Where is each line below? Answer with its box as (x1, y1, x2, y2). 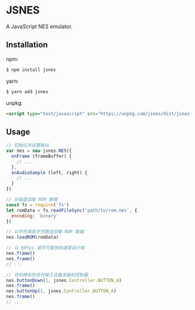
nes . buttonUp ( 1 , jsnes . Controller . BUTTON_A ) (6, 288, 117, 294)
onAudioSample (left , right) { (11, 169, 88, 176)
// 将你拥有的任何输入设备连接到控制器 (6, 272, 88, 278)
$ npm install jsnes (6, 67, 57, 73)
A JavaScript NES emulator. (6, 23, 73, 30)
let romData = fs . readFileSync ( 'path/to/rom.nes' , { (6, 207, 138, 213)
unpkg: (6, 99, 23, 106)
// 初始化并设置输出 (6, 142, 49, 148)
